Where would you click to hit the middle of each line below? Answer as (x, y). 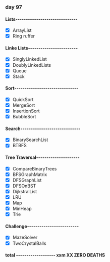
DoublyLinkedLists (32, 65)
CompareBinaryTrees (35, 168)
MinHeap (22, 209)
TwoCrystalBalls (29, 243)
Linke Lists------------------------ (42, 48)
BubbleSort (24, 117)
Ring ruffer (24, 36)
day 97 (14, 7)
